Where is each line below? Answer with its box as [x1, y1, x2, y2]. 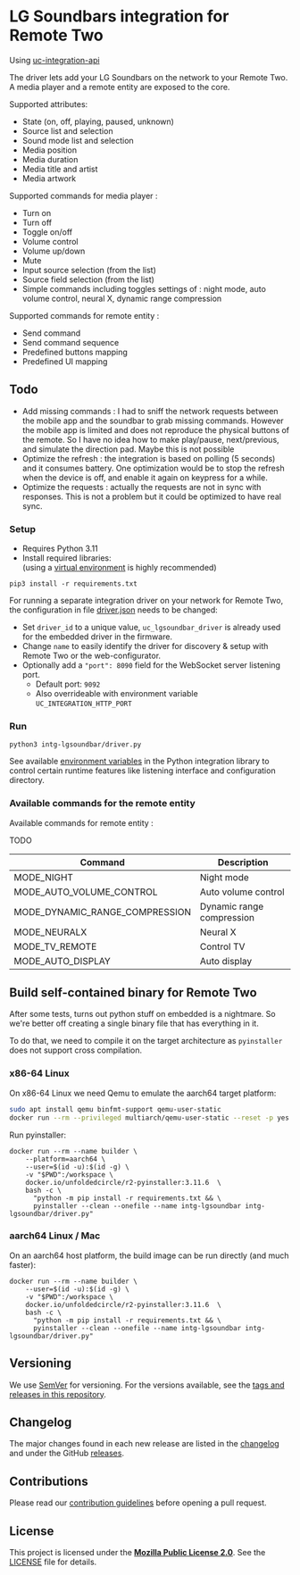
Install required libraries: [21, 553, 112, 563]
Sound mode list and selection [21, 135, 134, 146]
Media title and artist [21, 163, 98, 174]
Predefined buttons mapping [21, 346, 128, 357]
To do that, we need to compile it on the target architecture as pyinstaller [9, 1036, 283, 1046]
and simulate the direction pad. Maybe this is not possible [21, 444, 235, 454]
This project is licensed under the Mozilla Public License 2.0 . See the [9, 1547, 266, 1558]
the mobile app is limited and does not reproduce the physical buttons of [21, 424, 290, 435]
